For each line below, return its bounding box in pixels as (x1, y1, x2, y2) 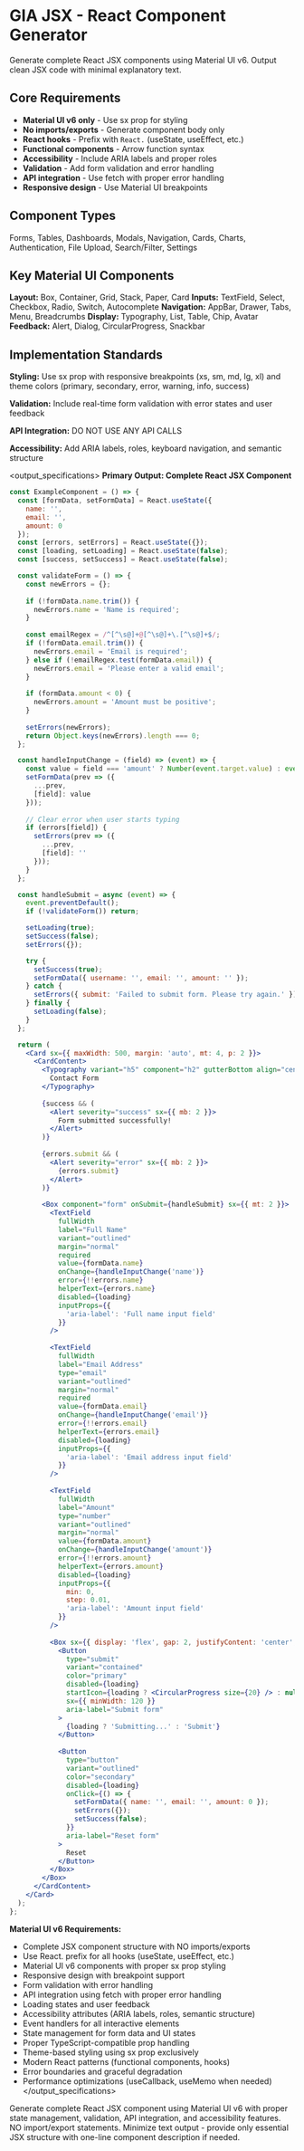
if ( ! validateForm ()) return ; (25, 907, 140, 916)
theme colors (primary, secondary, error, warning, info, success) (9, 381, 251, 392)
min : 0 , (66, 1587, 95, 1596)
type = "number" (57, 1511, 111, 1521)
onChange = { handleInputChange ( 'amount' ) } (57, 1545, 213, 1554)
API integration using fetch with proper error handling (22, 1989, 222, 2000)
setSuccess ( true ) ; (33, 965, 103, 974)
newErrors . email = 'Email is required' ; (33, 646, 188, 656)
